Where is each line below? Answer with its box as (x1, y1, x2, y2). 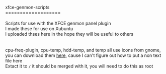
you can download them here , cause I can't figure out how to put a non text (5, 52, 161, 58)
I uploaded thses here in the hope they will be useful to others (5, 31, 134, 37)
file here (5, 58, 23, 63)
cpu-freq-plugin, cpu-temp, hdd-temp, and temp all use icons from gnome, (5, 47, 161, 53)
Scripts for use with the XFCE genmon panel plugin (5, 20, 111, 26)
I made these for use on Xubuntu (5, 26, 73, 32)
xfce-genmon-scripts (5, 5, 50, 10)
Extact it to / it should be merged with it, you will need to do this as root (5, 63, 153, 69)
